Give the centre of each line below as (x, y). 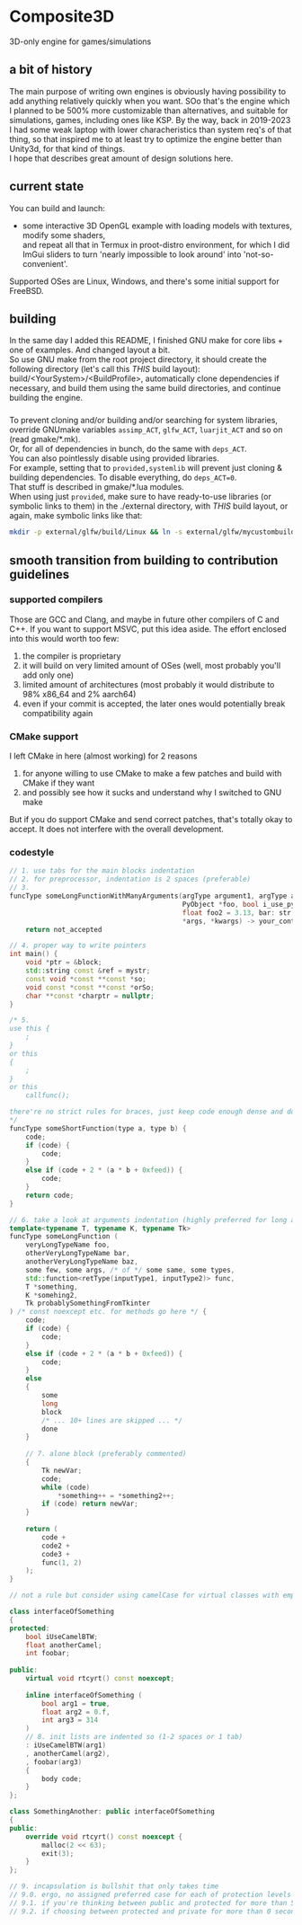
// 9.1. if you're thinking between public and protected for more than (148, 1903)
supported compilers (56, 599)
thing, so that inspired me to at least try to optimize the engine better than (146, 139)
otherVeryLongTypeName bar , (78, 1254)
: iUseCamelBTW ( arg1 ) (66, 1745)
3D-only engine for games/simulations (80, 41)
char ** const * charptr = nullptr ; (90, 996)
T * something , (52, 1287)
